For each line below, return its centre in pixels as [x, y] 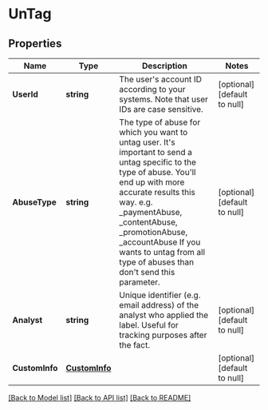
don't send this [147, 272]
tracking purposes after [163, 335]
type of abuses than [157, 262]
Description [165, 66]
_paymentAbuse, [151, 212]
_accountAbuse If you [160, 242]
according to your [152, 89]
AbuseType [35, 202]
